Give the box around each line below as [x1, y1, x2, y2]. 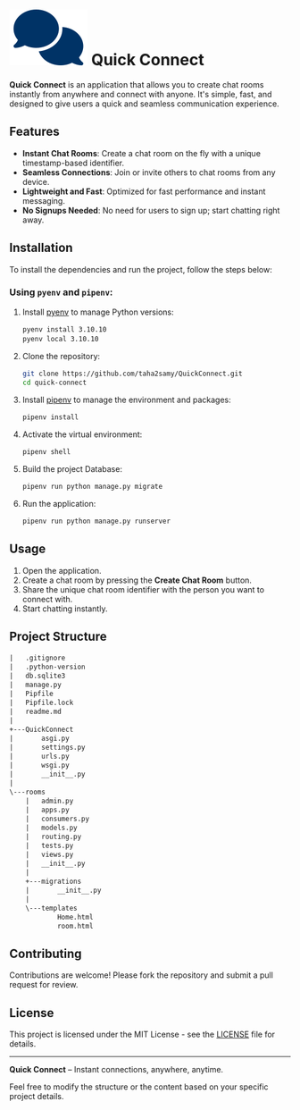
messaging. [21, 195, 65, 206]
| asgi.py [9, 734, 70, 744]
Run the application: [21, 498, 96, 509]
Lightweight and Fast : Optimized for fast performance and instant [21, 186, 266, 197]
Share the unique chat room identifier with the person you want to [21, 584, 265, 594]
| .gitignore [9, 653, 66, 663]
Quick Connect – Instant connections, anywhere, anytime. [9, 1064, 224, 1075]
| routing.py [25, 832, 82, 842]
